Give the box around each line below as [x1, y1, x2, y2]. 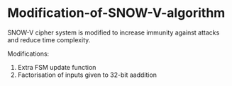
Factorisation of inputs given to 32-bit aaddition [17, 70, 158, 79]
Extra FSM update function [17, 63, 96, 71]
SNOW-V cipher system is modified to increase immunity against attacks [7, 28, 220, 37]
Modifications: [7, 49, 50, 58]
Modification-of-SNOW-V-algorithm [7, 5, 226, 21]
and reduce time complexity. [7, 35, 91, 44]
